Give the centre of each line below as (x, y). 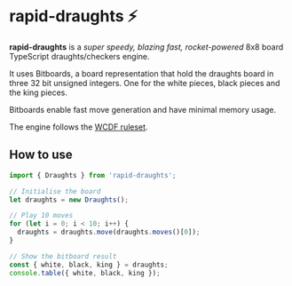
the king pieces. (39, 92)
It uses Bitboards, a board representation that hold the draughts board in (142, 73)
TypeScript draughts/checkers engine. (79, 56)
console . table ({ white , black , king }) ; (85, 273)
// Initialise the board (55, 191)
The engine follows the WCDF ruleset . (79, 127)
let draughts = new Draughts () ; (69, 200)
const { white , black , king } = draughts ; (89, 265)
